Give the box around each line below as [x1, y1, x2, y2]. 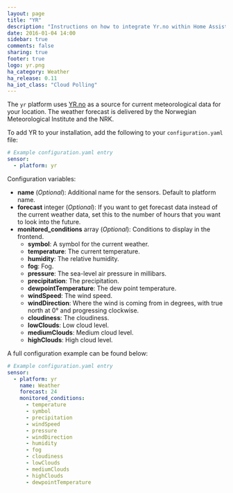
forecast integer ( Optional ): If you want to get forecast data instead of [17, 203, 218, 211]
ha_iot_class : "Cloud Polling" [7, 81, 98, 88]
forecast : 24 [19, 388, 58, 396]
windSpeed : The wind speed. [27, 291, 113, 299]
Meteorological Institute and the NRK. [7, 115, 114, 124]
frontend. [17, 232, 44, 240]
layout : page [7, 10, 45, 17]
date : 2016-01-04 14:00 [7, 29, 76, 37]
